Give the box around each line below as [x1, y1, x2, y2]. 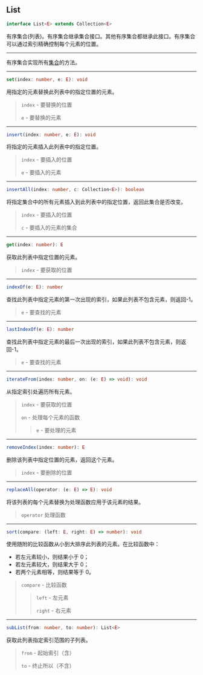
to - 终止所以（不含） [21, 662, 75, 670]
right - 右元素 [36, 607, 71, 615]
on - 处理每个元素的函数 [21, 414, 80, 421]
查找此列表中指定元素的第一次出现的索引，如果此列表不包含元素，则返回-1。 [6, 296, 196, 303]
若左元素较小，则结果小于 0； [14, 553, 89, 561]
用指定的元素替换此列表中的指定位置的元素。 [6, 88, 118, 96]
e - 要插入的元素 [21, 169, 62, 176]
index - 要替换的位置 [21, 101, 72, 108]
